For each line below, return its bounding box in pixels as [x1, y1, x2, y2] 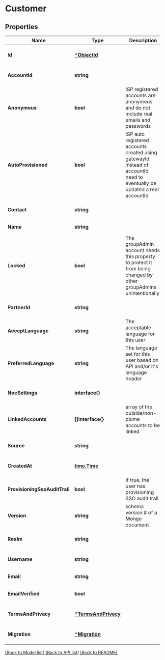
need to [125, 174, 143, 180]
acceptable [125, 324, 151, 331]
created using [125, 149, 158, 156]
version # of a [125, 509, 158, 516]
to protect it [125, 259, 152, 266]
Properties [5, 23, 38, 31]
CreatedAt [7, 462, 32, 469]
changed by [125, 271, 153, 278]
